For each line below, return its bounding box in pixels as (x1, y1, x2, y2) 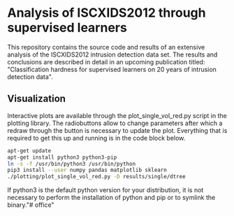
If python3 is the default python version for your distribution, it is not (7, 186, 204, 194)
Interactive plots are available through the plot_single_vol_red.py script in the (7, 111, 227, 120)
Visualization (7, 93, 66, 105)
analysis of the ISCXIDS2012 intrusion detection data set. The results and (7, 50, 218, 59)
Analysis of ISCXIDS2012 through (7, 5, 206, 21)
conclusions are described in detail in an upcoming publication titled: (7, 57, 205, 66)
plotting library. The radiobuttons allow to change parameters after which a (7, 119, 223, 127)
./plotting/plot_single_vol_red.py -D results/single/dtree (7, 173, 187, 180)
